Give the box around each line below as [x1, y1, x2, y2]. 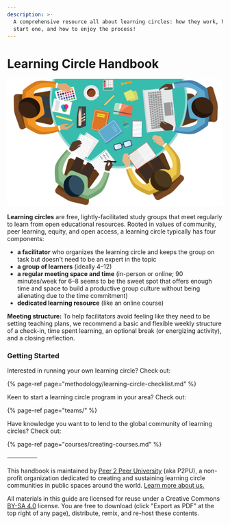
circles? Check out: [7, 427, 62, 435]
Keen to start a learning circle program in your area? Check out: [7, 393, 187, 401]
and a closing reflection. [7, 334, 75, 342]
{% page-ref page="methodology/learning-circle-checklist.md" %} [7, 380, 197, 388]
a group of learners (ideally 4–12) [16, 262, 112, 271]
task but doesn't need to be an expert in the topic [16, 255, 157, 264]
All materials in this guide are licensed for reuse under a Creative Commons [7, 495, 220, 503]
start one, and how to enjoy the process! [13, 25, 136, 32]
